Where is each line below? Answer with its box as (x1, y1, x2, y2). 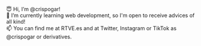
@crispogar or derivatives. (6, 33, 72, 40)
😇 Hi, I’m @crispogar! (6, 6, 61, 12)
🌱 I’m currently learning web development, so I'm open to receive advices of (6, 12, 195, 19)
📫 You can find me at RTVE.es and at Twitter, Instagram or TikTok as (6, 25, 177, 32)
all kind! (6, 18, 26, 25)
